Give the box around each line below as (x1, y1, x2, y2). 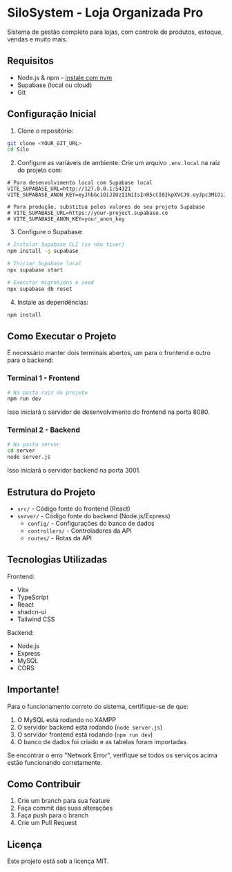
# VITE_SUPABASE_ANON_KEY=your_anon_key (7, 216, 126, 222)
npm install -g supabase (7, 247, 79, 255)
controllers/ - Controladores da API (27, 527, 133, 535)
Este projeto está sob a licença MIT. (7, 857, 109, 865)
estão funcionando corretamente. (7, 758, 103, 766)
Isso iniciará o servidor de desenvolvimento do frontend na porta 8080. (7, 408, 211, 416)
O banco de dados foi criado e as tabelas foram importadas (17, 737, 187, 746)
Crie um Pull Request (17, 819, 77, 827)
